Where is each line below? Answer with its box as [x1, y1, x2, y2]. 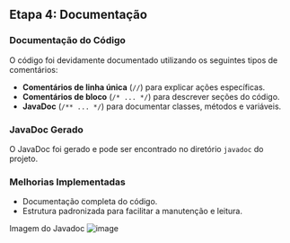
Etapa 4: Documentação [9, 7, 148, 22]
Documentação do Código [9, 34, 126, 47]
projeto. [9, 153, 39, 164]
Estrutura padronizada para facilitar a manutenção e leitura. [22, 206, 242, 217]
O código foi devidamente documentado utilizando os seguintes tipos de [9, 54, 278, 66]
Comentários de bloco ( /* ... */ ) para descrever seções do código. [22, 91, 280, 102]
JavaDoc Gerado [9, 123, 83, 136]
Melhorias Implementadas [9, 175, 126, 188]
